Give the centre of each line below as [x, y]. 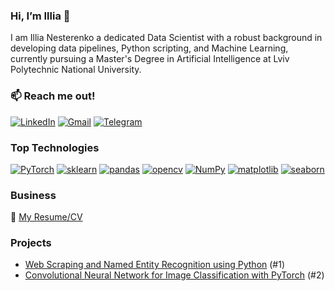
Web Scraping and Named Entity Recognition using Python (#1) [155, 265]
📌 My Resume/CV [46, 217]
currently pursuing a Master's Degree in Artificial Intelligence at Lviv [150, 59]
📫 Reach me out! [53, 96]
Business [33, 195]
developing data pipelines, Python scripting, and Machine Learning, [149, 48]
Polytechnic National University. [76, 70]
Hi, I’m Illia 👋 [40, 16]
